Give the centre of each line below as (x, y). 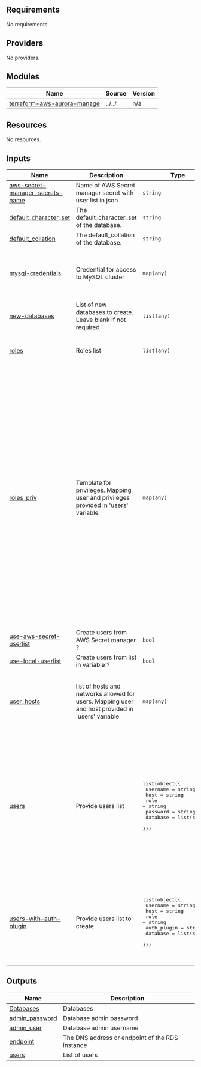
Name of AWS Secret (106, 186)
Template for (94, 483)
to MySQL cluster (100, 277)
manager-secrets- (36, 193)
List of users (80, 1055)
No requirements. (28, 24)
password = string (170, 811)
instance (75, 1045)
